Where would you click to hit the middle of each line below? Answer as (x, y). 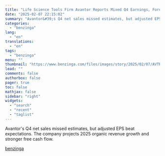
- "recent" (21, 110)
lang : (11, 32)
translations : (20, 42)
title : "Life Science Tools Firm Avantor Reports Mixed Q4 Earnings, (78, 10)
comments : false (22, 74)
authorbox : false (23, 78)
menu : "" (14, 60)
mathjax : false (21, 92)
